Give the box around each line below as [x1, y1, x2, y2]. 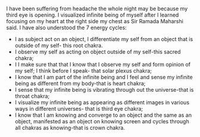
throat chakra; [14, 92, 50, 99]
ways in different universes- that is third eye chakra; [14, 105, 143, 112]
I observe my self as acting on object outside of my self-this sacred [14, 48, 181, 55]
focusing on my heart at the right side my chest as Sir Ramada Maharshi [6, 18, 184, 24]
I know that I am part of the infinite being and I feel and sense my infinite [14, 74, 193, 80]
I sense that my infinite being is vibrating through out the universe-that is [14, 86, 194, 93]
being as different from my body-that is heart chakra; [14, 80, 146, 87]
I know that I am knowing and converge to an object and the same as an [14, 111, 192, 119]
